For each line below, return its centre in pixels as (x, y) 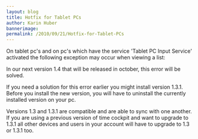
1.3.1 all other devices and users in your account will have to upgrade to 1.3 (98, 124)
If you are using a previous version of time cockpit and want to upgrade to (97, 118)
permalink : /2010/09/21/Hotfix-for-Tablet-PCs (65, 34)
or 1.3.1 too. (20, 131)
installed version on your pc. (41, 100)
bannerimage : (22, 28)
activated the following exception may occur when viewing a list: (86, 58)
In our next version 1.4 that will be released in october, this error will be (93, 69)
